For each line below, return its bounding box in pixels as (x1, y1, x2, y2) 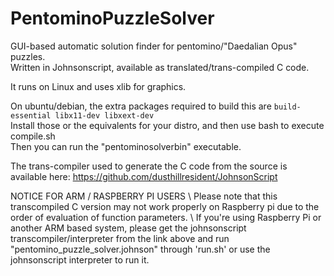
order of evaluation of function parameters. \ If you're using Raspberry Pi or (10, 211, 322, 223)
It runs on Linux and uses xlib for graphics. (10, 80, 187, 92)
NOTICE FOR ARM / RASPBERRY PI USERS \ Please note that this (10, 190, 278, 202)
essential (10, 110, 52, 121)
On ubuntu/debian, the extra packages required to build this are (10, 100, 272, 112)
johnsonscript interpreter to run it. (10, 253, 150, 266)
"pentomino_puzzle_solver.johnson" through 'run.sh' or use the (10, 243, 271, 255)
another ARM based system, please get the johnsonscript (10, 222, 247, 234)
